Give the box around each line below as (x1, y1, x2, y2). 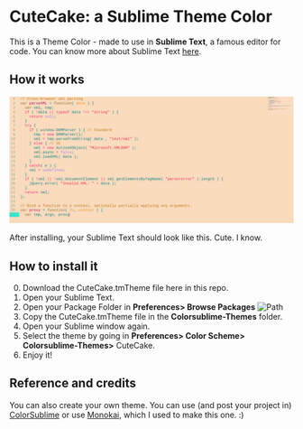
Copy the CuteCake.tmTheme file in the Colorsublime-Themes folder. (22, 312, 283, 322)
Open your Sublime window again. (22, 321, 151, 331)
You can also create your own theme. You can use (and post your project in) (9, 399, 292, 410)
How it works (9, 72, 85, 88)
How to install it (9, 258, 98, 274)
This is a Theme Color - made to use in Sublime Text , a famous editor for (9, 36, 281, 47)
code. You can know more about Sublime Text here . (9, 45, 202, 56)
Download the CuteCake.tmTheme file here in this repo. (22, 283, 229, 293)
